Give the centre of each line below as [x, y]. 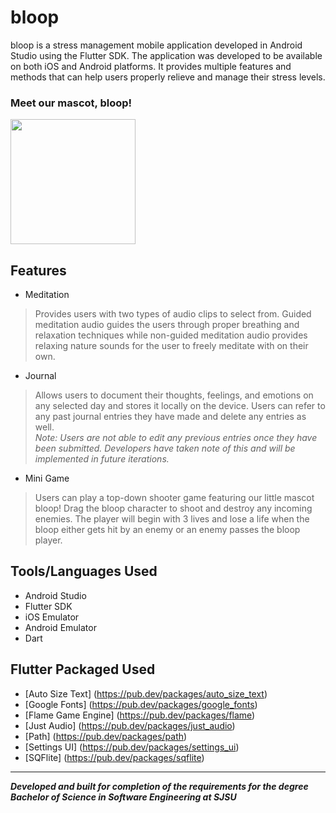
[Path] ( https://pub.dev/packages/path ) [106, 736]
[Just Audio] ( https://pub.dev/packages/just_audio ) [130, 725]
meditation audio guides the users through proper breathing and [167, 325]
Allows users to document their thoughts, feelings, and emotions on [174, 395]
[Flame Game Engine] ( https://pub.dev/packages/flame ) [140, 715]
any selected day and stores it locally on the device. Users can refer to [180, 406]
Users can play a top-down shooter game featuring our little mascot [174, 498]
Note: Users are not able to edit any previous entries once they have [176, 438]
